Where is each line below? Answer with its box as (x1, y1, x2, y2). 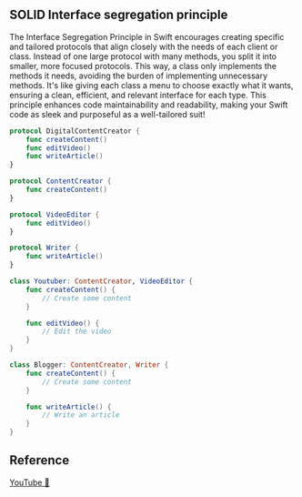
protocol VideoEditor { (9, 209, 100, 219)
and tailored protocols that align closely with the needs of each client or (9, 41, 278, 52)
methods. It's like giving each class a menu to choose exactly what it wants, (9, 79, 294, 90)
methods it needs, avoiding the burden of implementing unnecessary (9, 70, 268, 81)
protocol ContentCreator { (9, 177, 112, 186)
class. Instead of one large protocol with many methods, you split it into (9, 50, 277, 62)
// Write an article (42, 411, 120, 420)
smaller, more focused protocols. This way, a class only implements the (9, 60, 277, 71)
